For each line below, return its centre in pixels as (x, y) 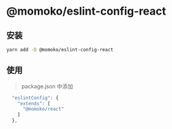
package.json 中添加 (47, 86)
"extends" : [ (34, 103)
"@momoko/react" (43, 109)
